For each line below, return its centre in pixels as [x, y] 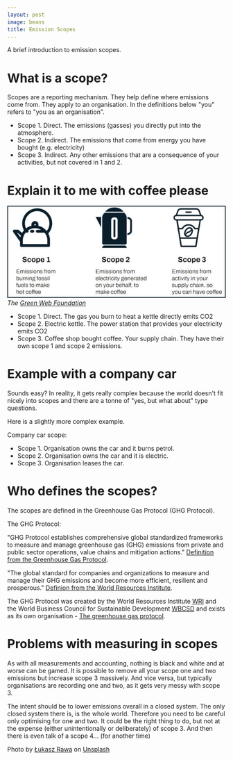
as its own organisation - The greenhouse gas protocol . [86, 616]
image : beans [26, 22]
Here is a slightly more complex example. [66, 421]
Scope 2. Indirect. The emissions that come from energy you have [112, 140]
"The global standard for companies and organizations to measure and [108, 572]
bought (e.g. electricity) [51, 148]
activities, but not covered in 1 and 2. [70, 163]
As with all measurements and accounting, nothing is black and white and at [116, 663]
